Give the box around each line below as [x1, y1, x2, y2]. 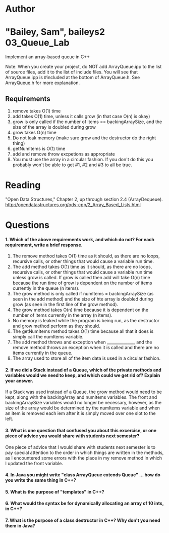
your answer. [5, 377, 34, 384]
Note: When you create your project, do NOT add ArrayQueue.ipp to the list [5, 64, 162, 70]
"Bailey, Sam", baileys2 [5, 26, 105, 38]
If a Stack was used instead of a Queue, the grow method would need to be [5, 389, 162, 395]
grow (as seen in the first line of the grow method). [12, 301, 119, 308]
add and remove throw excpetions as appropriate [12, 150, 115, 157]
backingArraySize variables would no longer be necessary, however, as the [5, 400, 162, 406]
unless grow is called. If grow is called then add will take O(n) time [12, 275, 150, 281]
